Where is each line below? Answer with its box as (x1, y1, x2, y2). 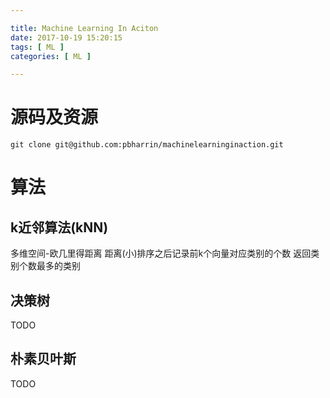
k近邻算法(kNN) (10, 219, 109, 236)
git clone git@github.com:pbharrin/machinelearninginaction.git (10, 140, 284, 150)
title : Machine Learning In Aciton (10, 23, 159, 33)
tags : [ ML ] (10, 42, 65, 52)
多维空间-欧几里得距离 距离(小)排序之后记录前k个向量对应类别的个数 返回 (10, 247, 312, 260)
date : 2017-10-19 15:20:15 (10, 32, 123, 43)
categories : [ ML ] (10, 51, 92, 61)
